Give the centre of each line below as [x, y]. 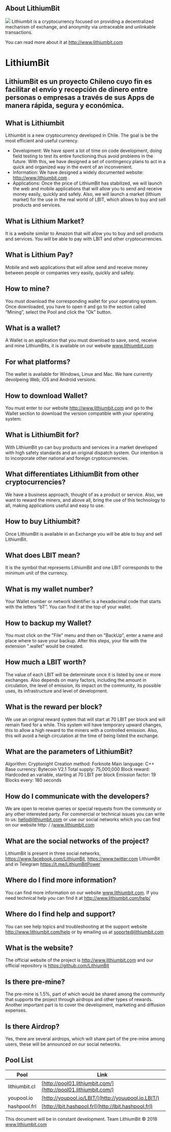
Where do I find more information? [61, 880]
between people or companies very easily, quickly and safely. [70, 273]
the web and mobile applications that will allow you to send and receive [87, 189]
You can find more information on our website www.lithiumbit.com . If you [82, 893]
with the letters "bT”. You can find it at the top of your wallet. [68, 607]
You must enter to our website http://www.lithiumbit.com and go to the [79, 408]
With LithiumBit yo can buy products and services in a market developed [81, 447]
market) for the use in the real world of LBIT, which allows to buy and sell [89, 199]
